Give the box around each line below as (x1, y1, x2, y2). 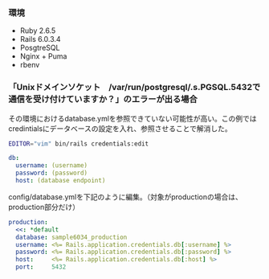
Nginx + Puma (19, 51, 67, 61)
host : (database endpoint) (15, 177, 106, 185)
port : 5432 (15, 263, 67, 271)
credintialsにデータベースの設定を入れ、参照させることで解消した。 (8, 123, 233, 133)
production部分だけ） (8, 202, 80, 211)
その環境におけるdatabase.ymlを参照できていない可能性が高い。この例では (8, 113, 257, 123)
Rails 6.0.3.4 (19, 35, 62, 44)
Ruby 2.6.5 (19, 26, 56, 35)
